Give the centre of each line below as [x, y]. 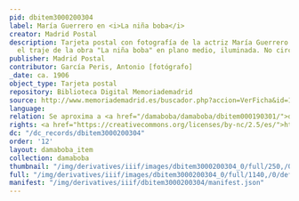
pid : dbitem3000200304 [51, 17]
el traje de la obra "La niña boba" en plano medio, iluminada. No [145, 51]
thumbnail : [29, 166]
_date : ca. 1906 [39, 76]
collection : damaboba [49, 158]
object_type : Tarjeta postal [63, 84]
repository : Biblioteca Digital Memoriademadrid [101, 92]
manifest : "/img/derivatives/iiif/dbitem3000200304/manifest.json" [137, 183]
